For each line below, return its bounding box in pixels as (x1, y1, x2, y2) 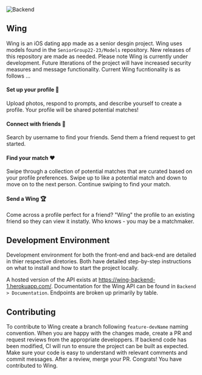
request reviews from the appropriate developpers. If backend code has (6, 336, 187, 343)
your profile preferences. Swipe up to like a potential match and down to (6, 174, 187, 181)
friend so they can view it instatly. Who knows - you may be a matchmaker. (6, 217, 195, 225)
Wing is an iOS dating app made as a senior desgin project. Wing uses (6, 40, 183, 47)
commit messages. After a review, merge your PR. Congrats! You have (6, 355, 183, 363)
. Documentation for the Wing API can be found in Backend (50, 283, 197, 290)
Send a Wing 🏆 (6, 195, 47, 203)
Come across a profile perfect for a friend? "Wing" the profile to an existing (6, 211, 195, 218)
